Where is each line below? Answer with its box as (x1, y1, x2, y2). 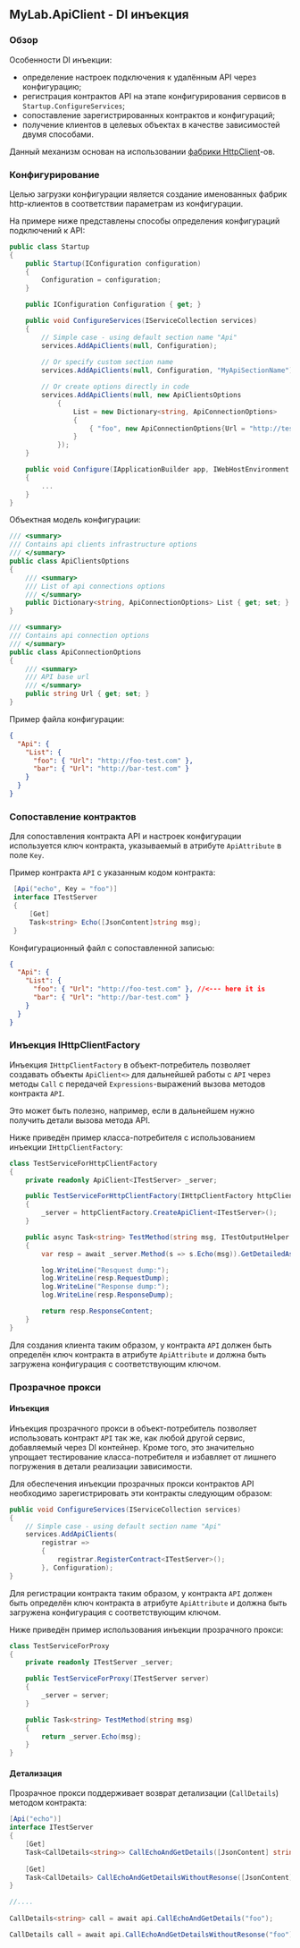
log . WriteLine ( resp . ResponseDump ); (41, 1290, 174, 1300)
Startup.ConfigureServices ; (21, 100, 126, 111)
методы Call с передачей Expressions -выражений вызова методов (9, 1078, 266, 1089)
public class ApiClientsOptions (9, 557, 129, 566)
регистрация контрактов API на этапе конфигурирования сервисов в (21, 90, 287, 101)
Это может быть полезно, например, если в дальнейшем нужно (9, 1105, 255, 1116)
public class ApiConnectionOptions (9, 648, 142, 657)
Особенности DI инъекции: (9, 54, 112, 65)
